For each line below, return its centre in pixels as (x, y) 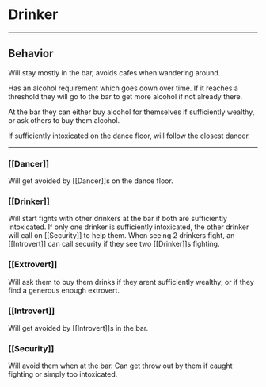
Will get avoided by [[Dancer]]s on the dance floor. (91, 181)
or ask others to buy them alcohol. (64, 120)
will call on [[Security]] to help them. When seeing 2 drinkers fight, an (122, 236)
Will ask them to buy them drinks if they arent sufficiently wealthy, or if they (131, 282)
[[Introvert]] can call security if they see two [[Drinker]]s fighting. (114, 244)
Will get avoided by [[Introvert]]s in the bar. (78, 328)
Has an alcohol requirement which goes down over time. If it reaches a (123, 88)
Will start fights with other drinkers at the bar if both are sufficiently (118, 219)
